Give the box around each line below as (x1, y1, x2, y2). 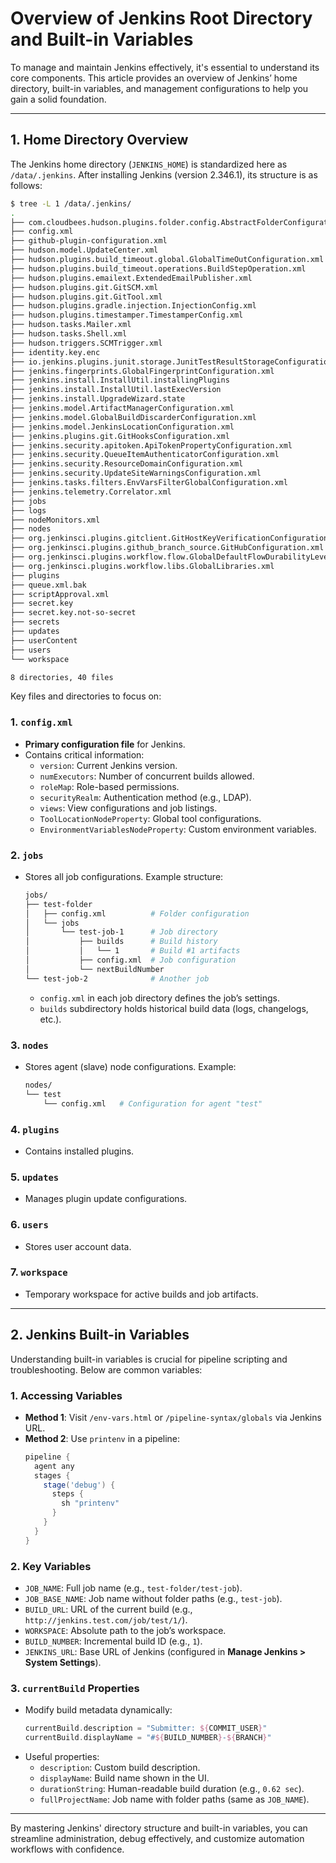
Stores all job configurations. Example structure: (24, 870, 224, 882)
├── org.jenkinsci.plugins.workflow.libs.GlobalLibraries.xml (10, 561, 275, 571)
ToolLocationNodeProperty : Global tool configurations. (39, 812, 262, 824)
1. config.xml (10, 715, 73, 729)
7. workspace (10, 1265, 68, 1279)
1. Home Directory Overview (10, 132, 189, 149)
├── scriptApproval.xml (10, 589, 110, 599)
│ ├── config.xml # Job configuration (24, 955, 237, 966)
